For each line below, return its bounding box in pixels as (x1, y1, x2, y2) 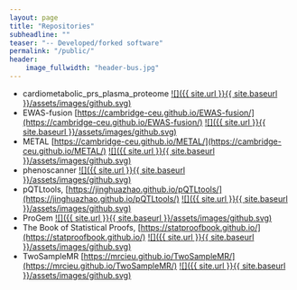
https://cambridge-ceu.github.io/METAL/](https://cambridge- (53, 136, 282, 147)
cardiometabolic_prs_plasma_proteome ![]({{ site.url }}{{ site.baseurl (22, 87, 278, 99)
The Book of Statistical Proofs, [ (22, 222, 142, 232)
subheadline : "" (9, 30, 70, 39)
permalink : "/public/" (9, 47, 95, 56)
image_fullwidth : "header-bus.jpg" (25, 64, 160, 73)
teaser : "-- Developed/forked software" (9, 38, 164, 48)
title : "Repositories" (9, 22, 95, 31)
